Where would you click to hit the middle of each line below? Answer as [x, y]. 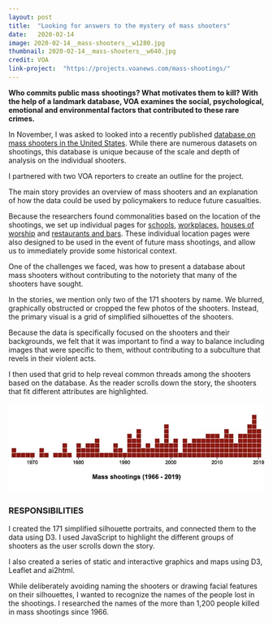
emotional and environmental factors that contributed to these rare [124, 110]
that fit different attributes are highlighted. [78, 391]
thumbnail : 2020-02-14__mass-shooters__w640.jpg [92, 52]
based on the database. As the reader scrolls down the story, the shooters [133, 383]
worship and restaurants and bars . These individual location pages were [129, 233]
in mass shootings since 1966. [59, 612]
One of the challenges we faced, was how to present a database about [127, 266]
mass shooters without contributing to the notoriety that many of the [123, 275]
